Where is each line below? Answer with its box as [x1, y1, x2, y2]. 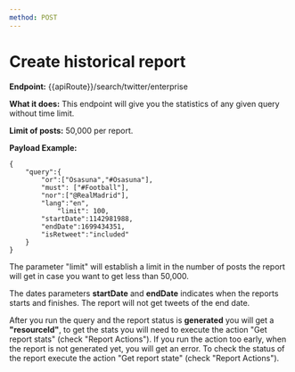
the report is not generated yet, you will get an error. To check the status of [9, 343, 285, 353]
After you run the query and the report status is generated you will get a [9, 314, 275, 326]
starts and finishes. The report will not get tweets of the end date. [9, 297, 250, 308]
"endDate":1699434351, [41, 222, 126, 231]
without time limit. [9, 108, 75, 119]
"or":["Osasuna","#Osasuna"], [41, 175, 153, 184]
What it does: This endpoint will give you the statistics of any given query [9, 98, 280, 109]
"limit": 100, [56, 206, 110, 215]
